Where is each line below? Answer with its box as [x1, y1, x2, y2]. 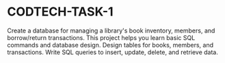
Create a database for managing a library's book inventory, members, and [7, 26, 215, 35]
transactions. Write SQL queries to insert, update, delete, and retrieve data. [7, 48, 219, 56]
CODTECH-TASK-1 [7, 4, 114, 20]
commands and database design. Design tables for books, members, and [7, 41, 214, 49]
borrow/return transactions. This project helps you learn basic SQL [7, 33, 196, 41]
